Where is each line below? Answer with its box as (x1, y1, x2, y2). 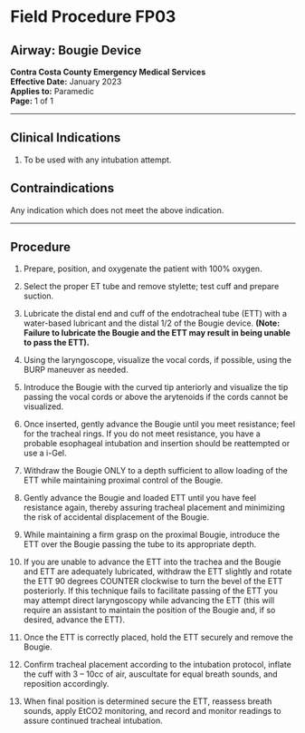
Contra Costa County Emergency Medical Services (10, 66, 206, 77)
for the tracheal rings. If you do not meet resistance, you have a (23, 428, 261, 439)
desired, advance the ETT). (23, 614, 126, 625)
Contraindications (10, 181, 115, 196)
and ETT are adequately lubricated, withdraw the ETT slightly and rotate (23, 566, 292, 577)
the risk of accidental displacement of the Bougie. (23, 512, 210, 523)
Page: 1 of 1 (10, 95, 53, 106)
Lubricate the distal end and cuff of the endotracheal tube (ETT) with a (23, 308, 288, 319)
